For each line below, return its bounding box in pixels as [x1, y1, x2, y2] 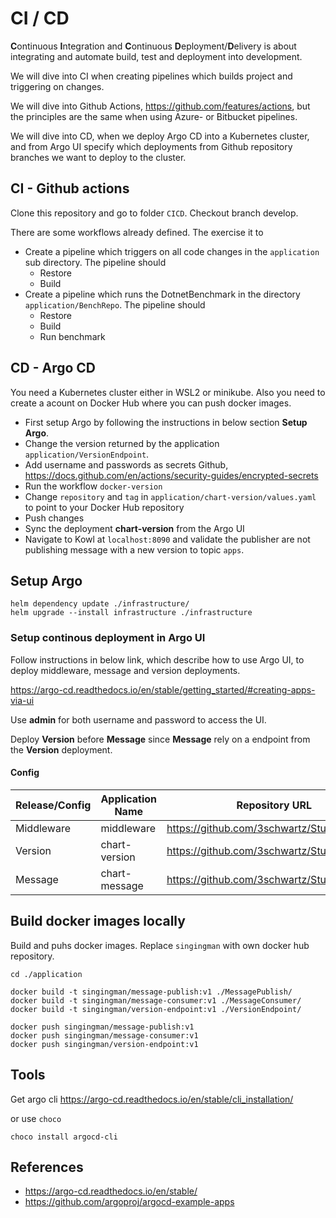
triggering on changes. [10, 80, 105, 92]
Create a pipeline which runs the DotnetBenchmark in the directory [24, 288, 301, 300]
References [10, 1158, 84, 1176]
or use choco [10, 1112, 62, 1124]
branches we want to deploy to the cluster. [10, 151, 187, 163]
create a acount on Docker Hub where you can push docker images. [10, 397, 292, 409]
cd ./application [10, 969, 83, 979]
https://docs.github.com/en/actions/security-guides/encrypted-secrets [24, 469, 319, 481]
